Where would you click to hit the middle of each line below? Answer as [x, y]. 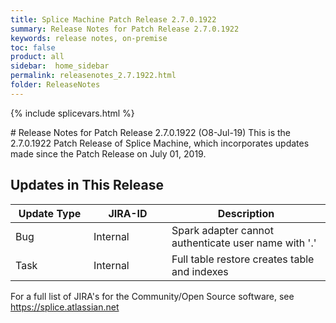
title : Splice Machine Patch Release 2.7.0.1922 [113, 19]
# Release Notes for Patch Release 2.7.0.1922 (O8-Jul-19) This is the [151, 132]
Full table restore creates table [243, 259]
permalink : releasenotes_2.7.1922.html [93, 76]
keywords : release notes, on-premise [89, 38]
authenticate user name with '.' [244, 243]
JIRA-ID [128, 213]
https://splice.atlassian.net [65, 307]
